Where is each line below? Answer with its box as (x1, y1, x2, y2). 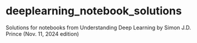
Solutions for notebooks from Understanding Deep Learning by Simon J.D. (5, 24, 192, 31)
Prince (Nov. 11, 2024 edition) (5, 30, 79, 37)
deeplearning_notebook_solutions (5, 4, 182, 18)
